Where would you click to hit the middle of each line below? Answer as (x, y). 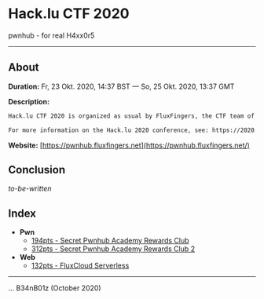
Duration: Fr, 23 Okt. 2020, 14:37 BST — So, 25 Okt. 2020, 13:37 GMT (121, 86)
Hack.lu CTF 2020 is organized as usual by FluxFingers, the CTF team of (132, 116)
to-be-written (30, 188)
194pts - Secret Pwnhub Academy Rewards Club (110, 241)
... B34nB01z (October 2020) (55, 288)
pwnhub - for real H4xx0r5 (51, 35)
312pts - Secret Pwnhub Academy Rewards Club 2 (113, 249)
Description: (29, 101)
